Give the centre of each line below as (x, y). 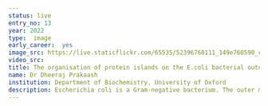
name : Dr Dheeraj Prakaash (53, 75)
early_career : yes (41, 45)
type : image (30, 38)
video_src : (26, 61)
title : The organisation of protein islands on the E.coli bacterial (126, 68)
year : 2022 (26, 30)
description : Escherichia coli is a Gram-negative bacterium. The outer (132, 90)
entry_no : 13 (30, 23)
